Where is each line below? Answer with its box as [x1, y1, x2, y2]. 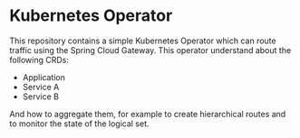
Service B [22, 91, 59, 102]
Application [22, 71, 66, 82]
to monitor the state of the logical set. [9, 118, 150, 129]
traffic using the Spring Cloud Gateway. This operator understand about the [9, 44, 292, 55]
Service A [22, 81, 60, 92]
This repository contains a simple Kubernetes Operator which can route [9, 35, 276, 46]
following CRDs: [9, 54, 70, 65]
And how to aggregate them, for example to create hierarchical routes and [9, 108, 286, 119]
